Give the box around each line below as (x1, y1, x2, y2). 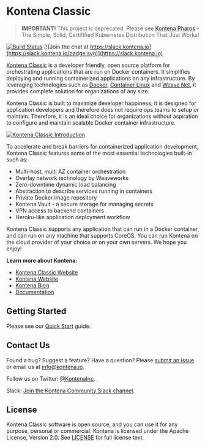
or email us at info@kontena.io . (6, 363, 84, 370)
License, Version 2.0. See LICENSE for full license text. (6, 434, 144, 441)
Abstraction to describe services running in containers (15, 187, 153, 195)
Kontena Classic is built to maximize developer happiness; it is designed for (6, 99, 197, 107)
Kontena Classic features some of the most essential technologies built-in (6, 149, 192, 157)
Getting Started (6, 306, 67, 317)
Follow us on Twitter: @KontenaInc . (6, 375, 95, 382)
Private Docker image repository (15, 193, 97, 201)
